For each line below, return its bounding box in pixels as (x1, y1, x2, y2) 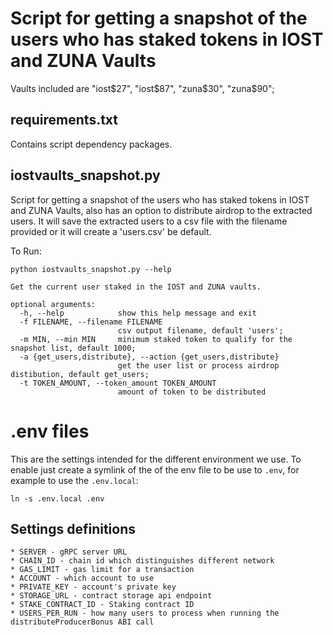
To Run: (10, 245, 42, 257)
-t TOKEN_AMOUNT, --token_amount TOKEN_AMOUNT (19, 378, 217, 388)
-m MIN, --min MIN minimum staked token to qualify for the (19, 334, 293, 344)
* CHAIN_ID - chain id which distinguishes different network (10, 556, 275, 566)
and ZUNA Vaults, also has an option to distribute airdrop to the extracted (10, 204, 313, 216)
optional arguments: (10, 299, 97, 309)
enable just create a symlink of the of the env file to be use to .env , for (10, 463, 300, 476)
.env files (10, 420, 90, 442)
